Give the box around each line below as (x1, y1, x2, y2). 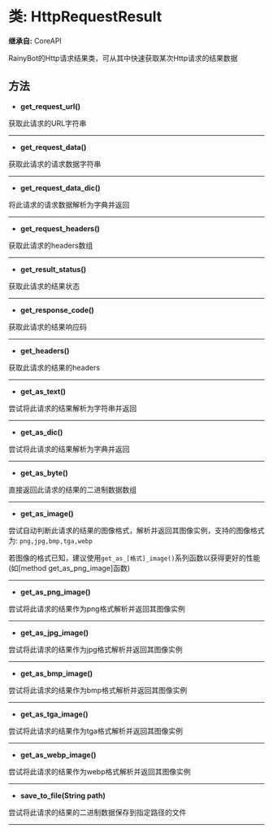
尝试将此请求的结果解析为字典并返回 (8, 444, 130, 454)
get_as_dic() (19, 427, 63, 436)
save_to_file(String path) (19, 791, 106, 800)
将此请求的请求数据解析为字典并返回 (8, 199, 130, 209)
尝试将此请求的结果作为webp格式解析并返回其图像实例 (8, 766, 191, 776)
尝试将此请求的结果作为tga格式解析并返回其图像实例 (8, 726, 183, 735)
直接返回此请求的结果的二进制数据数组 (8, 484, 136, 494)
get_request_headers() (19, 223, 100, 233)
